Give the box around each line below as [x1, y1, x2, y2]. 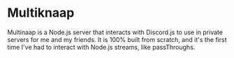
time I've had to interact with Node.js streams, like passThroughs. [7, 43, 196, 51]
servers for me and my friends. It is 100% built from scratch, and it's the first [7, 35, 227, 43]
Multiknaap [7, 5, 75, 21]
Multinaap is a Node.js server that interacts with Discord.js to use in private [7, 28, 224, 36]
